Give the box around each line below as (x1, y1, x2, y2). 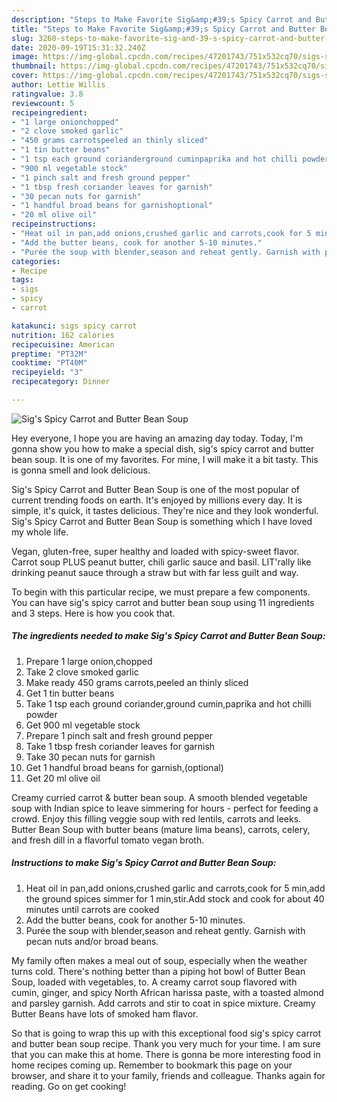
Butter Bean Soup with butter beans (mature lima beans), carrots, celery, (11, 823, 311, 835)
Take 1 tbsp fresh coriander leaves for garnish (25, 740, 216, 752)
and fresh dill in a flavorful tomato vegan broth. (11, 834, 205, 846)
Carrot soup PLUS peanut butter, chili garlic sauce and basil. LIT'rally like (11, 556, 312, 568)
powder (25, 708, 58, 720)
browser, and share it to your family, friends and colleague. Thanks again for (11, 1069, 326, 1081)
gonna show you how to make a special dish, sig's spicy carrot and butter (11, 442, 315, 455)
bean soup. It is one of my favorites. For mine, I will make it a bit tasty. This (11, 453, 319, 465)
